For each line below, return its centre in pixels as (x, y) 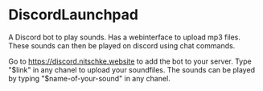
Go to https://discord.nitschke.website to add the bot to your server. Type (130, 61)
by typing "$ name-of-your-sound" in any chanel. (89, 78)
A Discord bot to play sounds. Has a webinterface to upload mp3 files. (125, 37)
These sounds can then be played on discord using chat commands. (122, 45)
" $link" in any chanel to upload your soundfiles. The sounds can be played (132, 69)
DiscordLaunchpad (74, 15)
